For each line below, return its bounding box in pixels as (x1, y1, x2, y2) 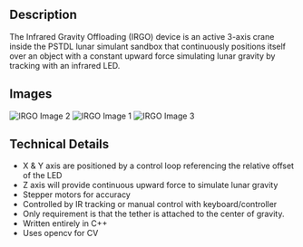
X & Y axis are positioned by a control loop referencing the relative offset (22, 160, 295, 171)
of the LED (22, 170, 63, 181)
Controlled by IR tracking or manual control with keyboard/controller (22, 199, 278, 210)
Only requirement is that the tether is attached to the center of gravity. (22, 208, 285, 220)
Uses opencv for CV (22, 228, 99, 239)
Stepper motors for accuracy (22, 189, 132, 200)
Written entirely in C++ (22, 218, 108, 229)
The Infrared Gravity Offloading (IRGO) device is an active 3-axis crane (9, 31, 275, 42)
